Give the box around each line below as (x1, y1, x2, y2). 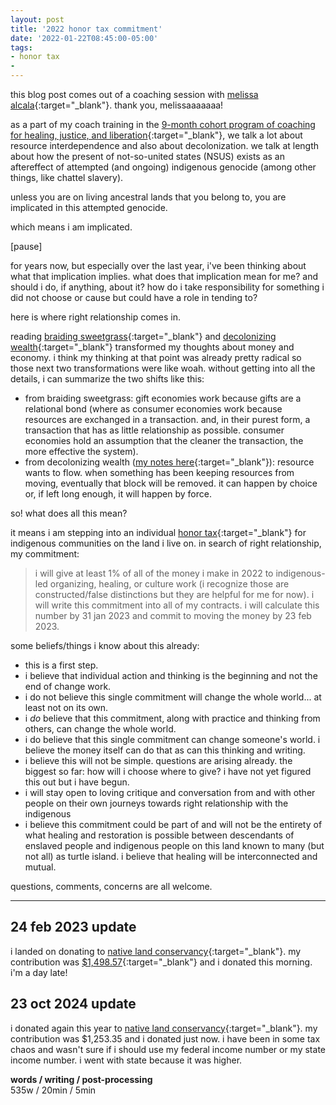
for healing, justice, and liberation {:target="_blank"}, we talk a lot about (10, 129, 303, 141)
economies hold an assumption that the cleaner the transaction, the (24, 435, 304, 446)
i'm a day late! (10, 966, 68, 978)
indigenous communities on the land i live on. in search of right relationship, (10, 537, 322, 549)
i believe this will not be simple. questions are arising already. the (24, 755, 293, 766)
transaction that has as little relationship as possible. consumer (24, 424, 285, 436)
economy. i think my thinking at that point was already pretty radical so (10, 352, 302, 363)
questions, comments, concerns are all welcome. (10, 881, 213, 892)
